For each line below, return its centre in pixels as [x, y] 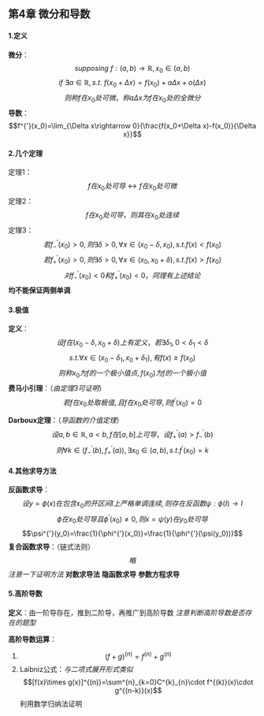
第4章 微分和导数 [49, 14]
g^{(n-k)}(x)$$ [138, 691]
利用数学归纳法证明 [51, 704]
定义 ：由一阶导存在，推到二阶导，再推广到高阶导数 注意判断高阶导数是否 [126, 612]
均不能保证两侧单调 [39, 291]
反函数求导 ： [29, 490]
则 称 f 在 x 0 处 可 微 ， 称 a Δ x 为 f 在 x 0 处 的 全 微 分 [132, 98]
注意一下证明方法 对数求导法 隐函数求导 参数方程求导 [94, 574]
